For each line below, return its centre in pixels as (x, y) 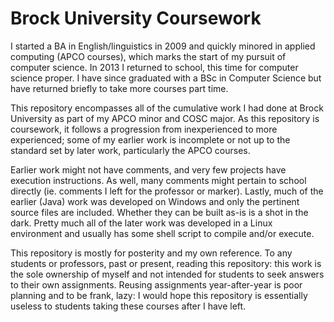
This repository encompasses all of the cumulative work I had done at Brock (167, 108)
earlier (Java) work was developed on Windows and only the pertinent (155, 201)
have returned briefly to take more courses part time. (119, 88)
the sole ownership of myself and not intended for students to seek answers (167, 274)
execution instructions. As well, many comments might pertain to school (158, 180)
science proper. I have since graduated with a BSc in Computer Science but (166, 78)
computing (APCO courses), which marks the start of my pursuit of (148, 56)
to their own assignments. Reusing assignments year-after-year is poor (156, 284)
